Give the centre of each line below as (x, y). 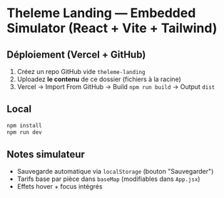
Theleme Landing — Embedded (101, 13)
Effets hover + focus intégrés (60, 187)
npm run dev (24, 132)
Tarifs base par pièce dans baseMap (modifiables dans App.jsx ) (108, 179)
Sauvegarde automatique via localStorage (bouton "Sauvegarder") (115, 172)
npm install (24, 125)
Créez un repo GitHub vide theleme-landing (81, 72)
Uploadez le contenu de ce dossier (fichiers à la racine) (99, 79)
